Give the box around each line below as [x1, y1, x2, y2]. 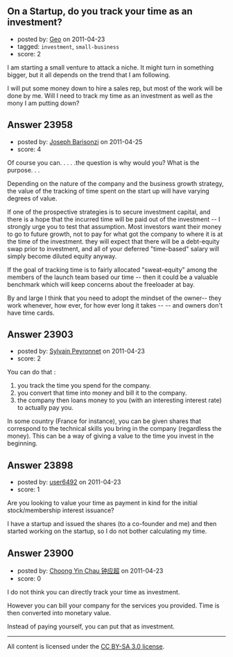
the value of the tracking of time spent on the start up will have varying [7, 187, 209, 195]
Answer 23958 [7, 119, 74, 131]
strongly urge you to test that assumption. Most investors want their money [7, 222, 222, 230]
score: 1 [17, 485, 40, 493]
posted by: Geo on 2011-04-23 [17, 35, 105, 43]
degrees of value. [7, 194, 58, 203]
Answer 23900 [7, 547, 74, 559]
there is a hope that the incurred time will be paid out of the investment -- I [7, 215, 221, 223]
